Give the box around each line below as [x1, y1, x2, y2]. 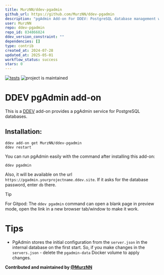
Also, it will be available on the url [5, 171, 72, 177]
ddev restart [5, 145, 32, 149]
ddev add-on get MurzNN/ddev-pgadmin [5, 140, 82, 146]
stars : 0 [5, 62, 23, 66]
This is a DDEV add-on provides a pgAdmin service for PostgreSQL [5, 108, 141, 114]
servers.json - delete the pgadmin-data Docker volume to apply [12, 250, 140, 255]
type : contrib [5, 43, 34, 48]
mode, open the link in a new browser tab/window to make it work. [5, 206, 139, 212]
